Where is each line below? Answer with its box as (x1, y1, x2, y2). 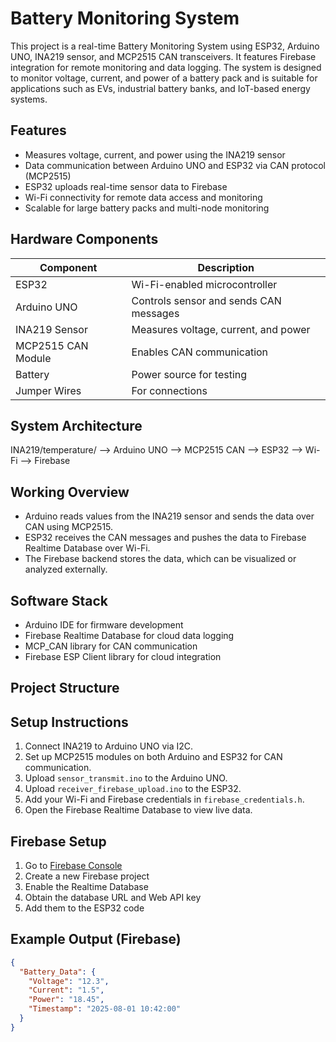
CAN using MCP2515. (24, 521, 114, 533)
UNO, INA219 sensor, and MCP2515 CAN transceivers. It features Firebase (10, 50, 317, 62)
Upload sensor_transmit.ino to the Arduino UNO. (24, 772, 228, 784)
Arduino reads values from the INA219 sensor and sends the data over (24, 510, 315, 522)
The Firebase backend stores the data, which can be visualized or (24, 553, 297, 565)
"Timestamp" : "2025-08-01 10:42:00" (28, 1004, 182, 1014)
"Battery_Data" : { (19, 967, 97, 977)
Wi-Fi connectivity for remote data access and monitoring (24, 191, 263, 203)
